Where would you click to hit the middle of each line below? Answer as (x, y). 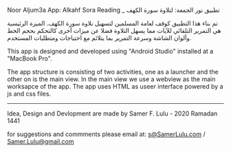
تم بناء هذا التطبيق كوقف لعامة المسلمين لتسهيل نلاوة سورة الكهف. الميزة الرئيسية (113, 23)
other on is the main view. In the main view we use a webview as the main (111, 79)
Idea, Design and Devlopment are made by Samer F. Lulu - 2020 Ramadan (112, 113)
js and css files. (29, 94)
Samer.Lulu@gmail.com (41, 141)
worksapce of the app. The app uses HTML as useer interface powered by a (115, 86)
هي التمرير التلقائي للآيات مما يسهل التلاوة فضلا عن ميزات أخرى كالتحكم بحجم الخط (114, 31)
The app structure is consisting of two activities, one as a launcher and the (113, 72)
